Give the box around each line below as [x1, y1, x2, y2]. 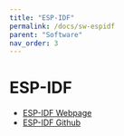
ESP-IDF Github [22, 117, 81, 128]
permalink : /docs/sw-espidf [9, 22, 116, 31]
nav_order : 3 [9, 38, 59, 48]
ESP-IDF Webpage [22, 108, 92, 119]
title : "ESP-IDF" [9, 13, 75, 23]
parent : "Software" [9, 30, 83, 39]
